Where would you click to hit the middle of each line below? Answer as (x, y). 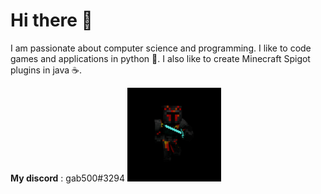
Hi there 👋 (51, 20)
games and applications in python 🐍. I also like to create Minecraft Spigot (160, 58)
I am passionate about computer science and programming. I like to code (161, 48)
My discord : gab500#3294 (68, 178)
